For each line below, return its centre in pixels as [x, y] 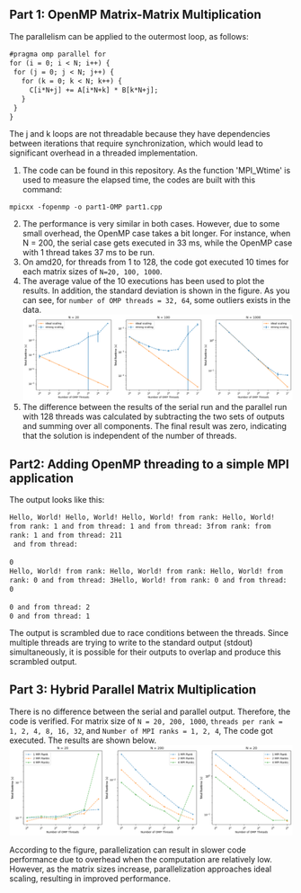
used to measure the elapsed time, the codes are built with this [139, 180]
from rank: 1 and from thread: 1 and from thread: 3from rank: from [140, 526]
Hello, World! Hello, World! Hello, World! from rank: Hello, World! [142, 517]
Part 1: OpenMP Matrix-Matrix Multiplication [136, 15]
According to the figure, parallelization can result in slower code [128, 850]
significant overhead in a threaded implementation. [104, 153]
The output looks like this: [57, 499]
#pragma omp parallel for [58, 54]
